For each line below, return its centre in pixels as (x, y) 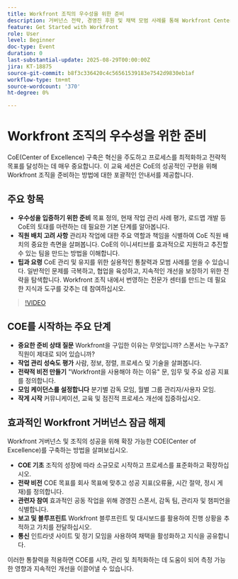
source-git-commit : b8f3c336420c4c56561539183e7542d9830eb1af (101, 73)
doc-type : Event (31, 47)
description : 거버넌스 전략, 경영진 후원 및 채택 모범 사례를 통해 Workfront (109, 21)
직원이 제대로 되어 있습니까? (56, 354)
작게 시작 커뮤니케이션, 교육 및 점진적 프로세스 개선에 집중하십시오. (109, 398)
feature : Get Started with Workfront (63, 27)
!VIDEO (35, 302)
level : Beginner (31, 40)
